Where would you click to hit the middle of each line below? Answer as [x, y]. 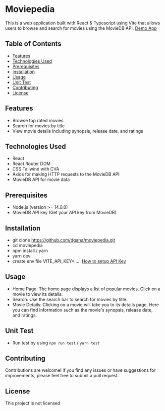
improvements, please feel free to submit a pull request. [62, 376]
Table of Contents [33, 44]
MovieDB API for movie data [41, 179]
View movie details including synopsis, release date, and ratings [78, 131]
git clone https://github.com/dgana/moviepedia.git [64, 240]
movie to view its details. [37, 294]
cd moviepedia [27, 245]
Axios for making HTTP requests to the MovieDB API [66, 174]
